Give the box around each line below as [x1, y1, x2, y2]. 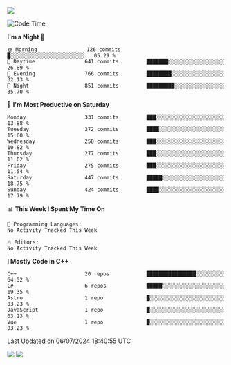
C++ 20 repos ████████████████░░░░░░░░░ [7, 270, 225, 277]
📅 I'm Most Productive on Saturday [7, 101, 109, 108]
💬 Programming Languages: [7, 221, 82, 228]
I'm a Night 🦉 [7, 33, 45, 41]
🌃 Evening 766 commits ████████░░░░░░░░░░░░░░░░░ [7, 70, 225, 77]
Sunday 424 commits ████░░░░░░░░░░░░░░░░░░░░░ [7, 186, 225, 193]
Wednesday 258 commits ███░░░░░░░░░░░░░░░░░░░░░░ [7, 138, 225, 145]
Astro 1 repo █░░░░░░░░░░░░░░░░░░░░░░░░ [7, 295, 225, 302]
